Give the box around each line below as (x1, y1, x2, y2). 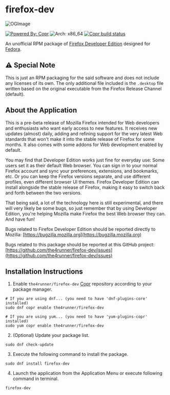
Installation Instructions (5, 267, 83, 276)
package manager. (12, 286, 53, 293)
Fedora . (5, 46, 22, 52)
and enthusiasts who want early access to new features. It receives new (5, 125, 158, 131)
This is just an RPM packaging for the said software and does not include (5, 75, 160, 81)
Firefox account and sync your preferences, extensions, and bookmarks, (5, 168, 159, 174)
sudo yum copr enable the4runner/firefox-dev (5, 323, 104, 329)
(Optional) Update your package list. (12, 332, 90, 338)
